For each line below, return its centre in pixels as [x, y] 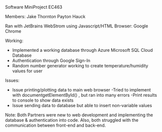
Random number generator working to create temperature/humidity [80, 66]
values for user [27, 71]
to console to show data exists [43, 100]
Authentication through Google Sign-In [51, 60]
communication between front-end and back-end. [56, 125]
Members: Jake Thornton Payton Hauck [45, 16]
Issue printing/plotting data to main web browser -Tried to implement [81, 90]
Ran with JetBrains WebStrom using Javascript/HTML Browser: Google [77, 26]
